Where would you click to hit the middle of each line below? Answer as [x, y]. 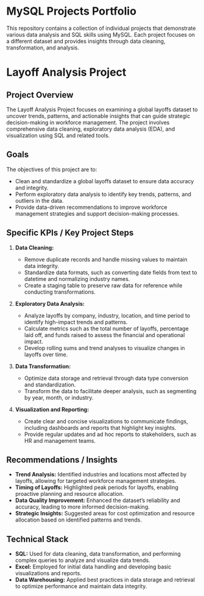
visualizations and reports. [48, 573]
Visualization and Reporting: [52, 409]
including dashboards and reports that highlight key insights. [100, 427]
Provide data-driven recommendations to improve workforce [91, 207]
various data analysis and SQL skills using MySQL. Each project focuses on [101, 34]
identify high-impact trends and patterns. [76, 322]
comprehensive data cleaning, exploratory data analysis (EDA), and [91, 129]
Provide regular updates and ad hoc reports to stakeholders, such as [110, 434]
